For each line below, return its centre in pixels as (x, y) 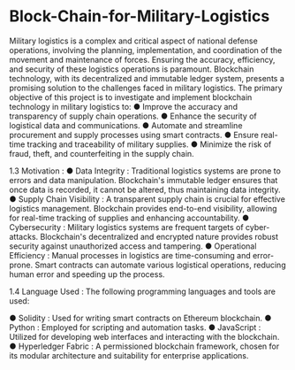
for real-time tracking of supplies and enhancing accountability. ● (129, 218)
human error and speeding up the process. (87, 274)
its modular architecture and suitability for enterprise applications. (129, 355)
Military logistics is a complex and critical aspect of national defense (133, 41)
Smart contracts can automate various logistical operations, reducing (160, 265)
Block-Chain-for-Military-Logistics (140, 16)
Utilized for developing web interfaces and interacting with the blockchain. (144, 336)
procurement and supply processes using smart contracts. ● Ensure (134, 135)
